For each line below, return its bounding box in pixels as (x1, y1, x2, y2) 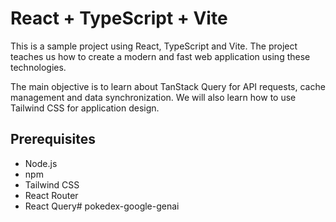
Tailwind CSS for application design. (10, 102, 160, 114)
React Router (24, 189, 79, 201)
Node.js (24, 157, 58, 169)
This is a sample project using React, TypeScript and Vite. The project (10, 40, 298, 52)
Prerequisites (10, 131, 96, 148)
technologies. (10, 61, 67, 73)
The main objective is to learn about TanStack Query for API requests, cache (10, 80, 326, 92)
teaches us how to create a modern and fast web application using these (10, 50, 311, 62)
